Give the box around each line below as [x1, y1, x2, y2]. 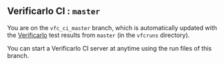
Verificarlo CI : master [7, 5, 101, 17]
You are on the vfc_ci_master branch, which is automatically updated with [7, 23, 217, 31]
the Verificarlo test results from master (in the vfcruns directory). [7, 31, 190, 39]
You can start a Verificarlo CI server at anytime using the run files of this [7, 44, 212, 52]
